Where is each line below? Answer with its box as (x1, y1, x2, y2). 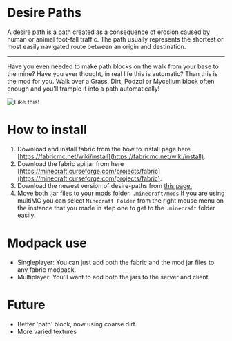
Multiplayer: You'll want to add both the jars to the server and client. (17, 273, 211, 281)
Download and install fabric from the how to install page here (17, 145, 191, 153)
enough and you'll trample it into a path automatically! (7, 84, 160, 93)
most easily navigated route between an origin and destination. (7, 42, 186, 50)
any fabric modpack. (17, 265, 77, 274)
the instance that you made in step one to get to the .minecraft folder (17, 203, 215, 212)
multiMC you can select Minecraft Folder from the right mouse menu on (17, 196, 224, 205)
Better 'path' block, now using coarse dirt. (17, 320, 137, 328)
